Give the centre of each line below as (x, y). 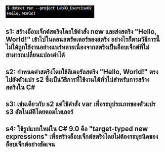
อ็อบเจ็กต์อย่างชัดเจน (30, 144)
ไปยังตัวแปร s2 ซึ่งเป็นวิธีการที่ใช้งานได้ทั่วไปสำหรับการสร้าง (78, 79)
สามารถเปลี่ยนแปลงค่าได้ (35, 55)
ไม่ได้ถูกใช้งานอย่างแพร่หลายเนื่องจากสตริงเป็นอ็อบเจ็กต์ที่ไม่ (78, 47)
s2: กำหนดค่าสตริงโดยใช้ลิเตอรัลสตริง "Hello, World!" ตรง (82, 72)
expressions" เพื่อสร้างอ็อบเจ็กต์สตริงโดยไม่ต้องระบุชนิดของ (82, 136)
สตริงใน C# (21, 87)
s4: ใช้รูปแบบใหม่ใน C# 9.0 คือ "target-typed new (77, 128)
